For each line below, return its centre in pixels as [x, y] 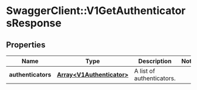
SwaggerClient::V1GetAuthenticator [96, 11]
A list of [145, 71]
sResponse [34, 23]
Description [155, 61]
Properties [26, 45]
